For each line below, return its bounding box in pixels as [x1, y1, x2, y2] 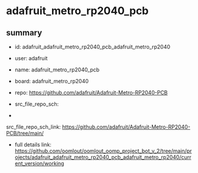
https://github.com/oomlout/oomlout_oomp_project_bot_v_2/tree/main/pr [14, 148, 192, 154]
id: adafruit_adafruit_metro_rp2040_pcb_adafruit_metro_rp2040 [14, 43, 170, 50]
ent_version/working [14, 160, 64, 167]
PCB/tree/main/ [6, 130, 44, 136]
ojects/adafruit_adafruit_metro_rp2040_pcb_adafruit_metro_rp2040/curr [14, 154, 191, 161]
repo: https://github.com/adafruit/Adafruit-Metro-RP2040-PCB [14, 89, 168, 96]
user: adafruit [14, 55, 48, 61]
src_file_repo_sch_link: [6, 123, 61, 130]
